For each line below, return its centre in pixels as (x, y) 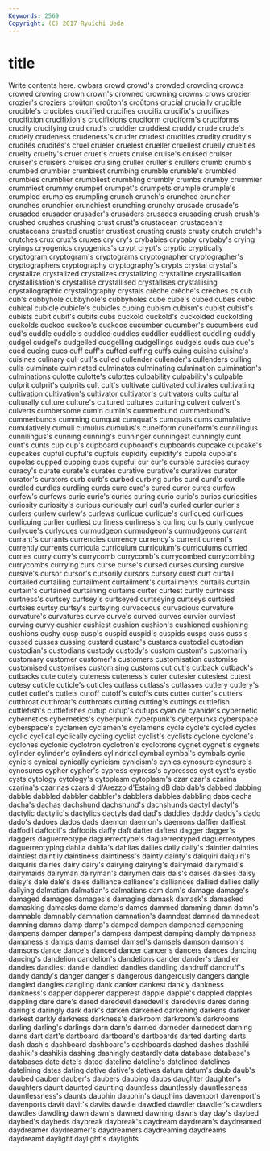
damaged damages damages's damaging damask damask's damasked (126, 899)
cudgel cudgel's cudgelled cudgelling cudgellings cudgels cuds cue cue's (131, 343)
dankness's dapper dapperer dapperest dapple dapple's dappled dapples (131, 993)
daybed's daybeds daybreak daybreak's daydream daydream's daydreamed (135, 1122)
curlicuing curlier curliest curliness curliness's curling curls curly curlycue (131, 522)
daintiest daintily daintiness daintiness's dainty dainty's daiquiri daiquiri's (129, 856)
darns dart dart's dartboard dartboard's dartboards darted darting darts (127, 1036)
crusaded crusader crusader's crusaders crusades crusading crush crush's (134, 214)
